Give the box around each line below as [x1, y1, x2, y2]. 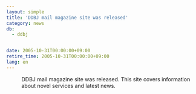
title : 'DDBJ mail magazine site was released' [6, 15, 129, 21]
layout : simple [6, 8, 45, 15]
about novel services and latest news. [21, 82, 116, 89]
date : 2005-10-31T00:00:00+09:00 [6, 48, 91, 54]
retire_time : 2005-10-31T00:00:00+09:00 [6, 53, 110, 59]
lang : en [6, 59, 28, 65]
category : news [6, 20, 45, 26]
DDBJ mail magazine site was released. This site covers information [21, 75, 191, 82]
